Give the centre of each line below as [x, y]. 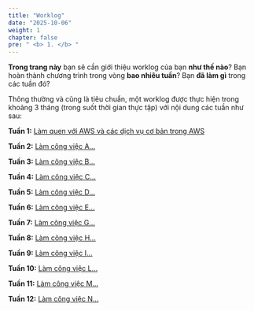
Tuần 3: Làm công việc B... [52, 161]
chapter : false [33, 37]
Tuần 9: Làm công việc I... [50, 254]
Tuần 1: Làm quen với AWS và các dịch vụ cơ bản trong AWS [107, 131]
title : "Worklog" [37, 15]
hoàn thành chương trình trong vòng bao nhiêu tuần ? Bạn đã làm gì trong [127, 76]
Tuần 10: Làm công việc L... [53, 268]
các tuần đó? [29, 84]
